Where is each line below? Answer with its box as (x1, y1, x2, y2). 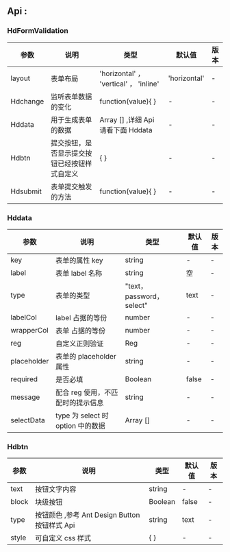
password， (125, 291, 164, 301)
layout (10, 73, 31, 83)
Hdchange (10, 96, 44, 106)
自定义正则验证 (55, 339, 104, 348)
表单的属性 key (55, 255, 103, 265)
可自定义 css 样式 (35, 533, 91, 543)
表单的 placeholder (55, 351, 116, 361)
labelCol (10, 312, 38, 322)
